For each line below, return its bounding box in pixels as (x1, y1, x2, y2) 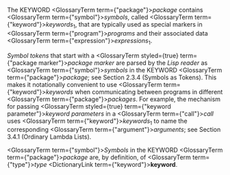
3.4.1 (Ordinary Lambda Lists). (7, 133, 92, 141)
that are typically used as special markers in (78, 21, 203, 28)
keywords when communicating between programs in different (45, 87, 223, 96)
